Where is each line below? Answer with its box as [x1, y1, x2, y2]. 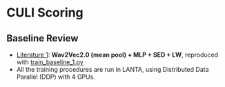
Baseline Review [6, 32, 79, 44]
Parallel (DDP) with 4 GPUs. [16, 72, 96, 81]
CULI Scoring [6, 5, 84, 21]
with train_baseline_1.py [16, 58, 84, 66]
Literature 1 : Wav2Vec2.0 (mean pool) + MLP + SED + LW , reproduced [16, 50, 219, 59]
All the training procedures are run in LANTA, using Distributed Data [16, 66, 209, 73]
